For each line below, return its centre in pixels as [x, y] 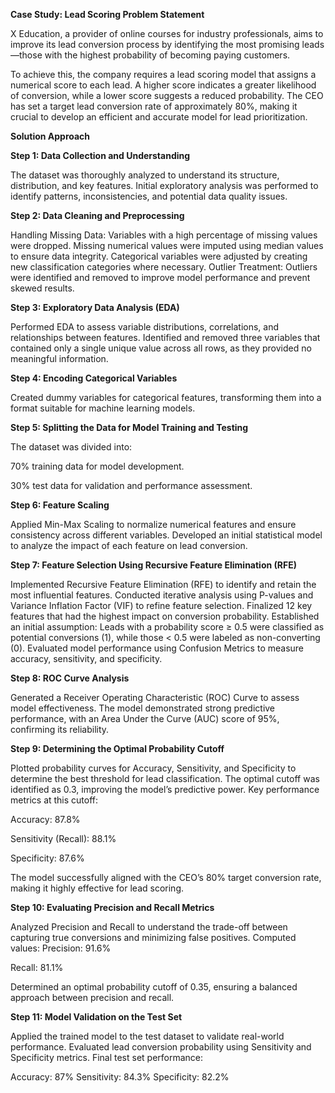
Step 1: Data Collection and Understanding [100, 155]
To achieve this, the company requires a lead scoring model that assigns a [163, 74]
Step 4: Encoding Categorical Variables [94, 378]
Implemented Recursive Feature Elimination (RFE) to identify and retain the [163, 584]
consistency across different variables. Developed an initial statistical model [166, 535]
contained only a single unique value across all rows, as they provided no [161, 348]
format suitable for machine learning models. [103, 408]
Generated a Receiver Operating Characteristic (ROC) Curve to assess [155, 697]
